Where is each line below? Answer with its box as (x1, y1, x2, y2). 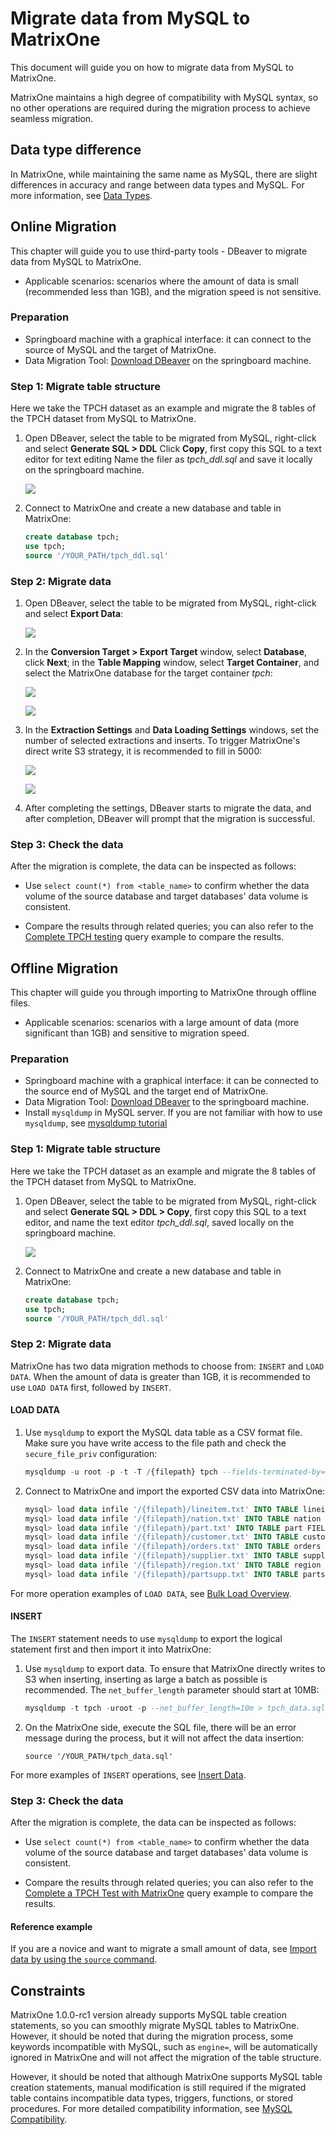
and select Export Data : (24, 608, 124, 620)
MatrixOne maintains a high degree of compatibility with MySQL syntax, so (10, 91, 319, 103)
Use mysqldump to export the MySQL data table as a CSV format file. (24, 1426, 303, 1438)
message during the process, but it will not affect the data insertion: (24, 1732, 305, 1744)
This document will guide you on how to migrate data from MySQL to (10, 61, 294, 73)
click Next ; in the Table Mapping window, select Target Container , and (24, 657, 320, 669)
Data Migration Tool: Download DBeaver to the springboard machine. (24, 1096, 310, 1108)
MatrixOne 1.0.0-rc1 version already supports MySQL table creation (10, 2009, 287, 2021)
